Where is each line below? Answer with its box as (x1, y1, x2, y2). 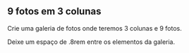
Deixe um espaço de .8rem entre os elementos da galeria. (7, 38, 175, 46)
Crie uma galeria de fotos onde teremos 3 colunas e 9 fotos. (7, 24, 182, 32)
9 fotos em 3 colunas (7, 6, 102, 17)
